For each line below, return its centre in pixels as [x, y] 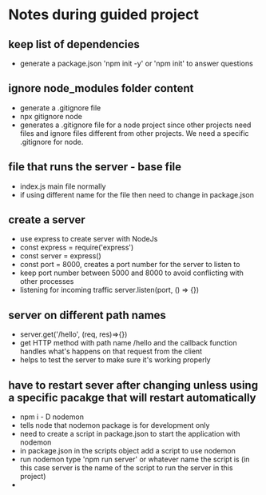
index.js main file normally [63, 186]
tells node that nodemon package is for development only [115, 425]
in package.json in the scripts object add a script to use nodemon [127, 451]
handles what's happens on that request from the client [111, 351]
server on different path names [87, 315]
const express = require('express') [77, 247]
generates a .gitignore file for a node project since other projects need [135, 125]
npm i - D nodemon [52, 417]
